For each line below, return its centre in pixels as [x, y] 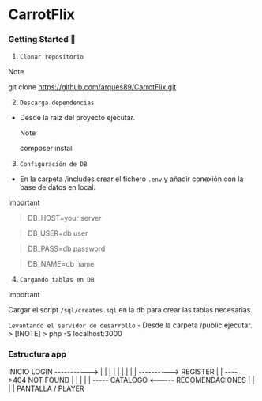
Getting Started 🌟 [42, 40]
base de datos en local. [58, 187]
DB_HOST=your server [64, 218]
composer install [47, 149]
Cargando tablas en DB [57, 280]
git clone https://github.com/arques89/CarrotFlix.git [92, 87]
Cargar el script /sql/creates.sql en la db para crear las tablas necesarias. [130, 310]
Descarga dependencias [57, 103]
